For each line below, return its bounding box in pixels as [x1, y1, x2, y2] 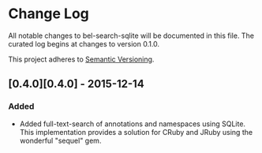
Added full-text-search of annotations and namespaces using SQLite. [19, 119, 246, 129]
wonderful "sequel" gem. [19, 136, 102, 145]
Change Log [8, 5, 89, 23]
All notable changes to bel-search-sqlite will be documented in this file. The [8, 31, 255, 40]
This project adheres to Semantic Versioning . [8, 54, 155, 64]
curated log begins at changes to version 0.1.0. [8, 39, 160, 48]
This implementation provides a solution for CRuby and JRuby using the [19, 127, 253, 136]
